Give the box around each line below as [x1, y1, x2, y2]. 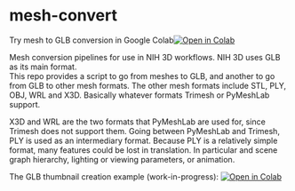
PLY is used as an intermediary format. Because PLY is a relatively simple [9, 135, 278, 146]
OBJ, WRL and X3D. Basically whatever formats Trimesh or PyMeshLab [9, 90, 270, 100]
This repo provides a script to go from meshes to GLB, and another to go [9, 70, 275, 81]
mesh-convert [9, 5, 118, 26]
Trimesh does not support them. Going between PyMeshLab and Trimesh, [9, 125, 280, 136]
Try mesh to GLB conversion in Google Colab [9, 35, 175, 45]
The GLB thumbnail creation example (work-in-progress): [9, 171, 219, 182]
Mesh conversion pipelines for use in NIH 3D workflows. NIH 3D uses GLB [9, 52, 281, 62]
